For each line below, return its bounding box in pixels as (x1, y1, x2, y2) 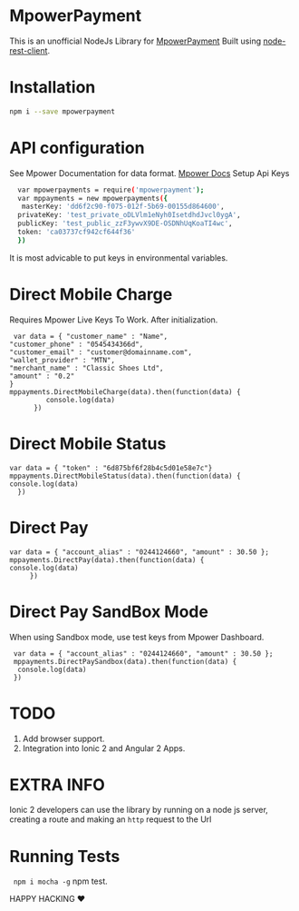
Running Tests (9, 846, 121, 866)
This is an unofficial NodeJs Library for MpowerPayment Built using (9, 35, 261, 46)
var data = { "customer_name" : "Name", (13, 332, 169, 341)
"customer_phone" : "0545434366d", (9, 340, 144, 349)
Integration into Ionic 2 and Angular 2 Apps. (22, 742, 186, 754)
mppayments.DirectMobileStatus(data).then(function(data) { (9, 471, 242, 480)
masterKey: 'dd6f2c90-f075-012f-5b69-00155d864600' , (21, 202, 225, 212)
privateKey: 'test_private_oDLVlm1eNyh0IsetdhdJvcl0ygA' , (17, 211, 242, 220)
